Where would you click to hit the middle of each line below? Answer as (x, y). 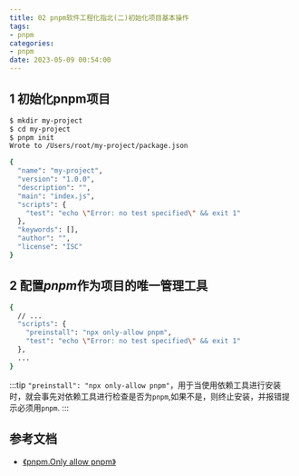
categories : (32, 43)
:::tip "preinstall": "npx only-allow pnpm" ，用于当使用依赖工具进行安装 (145, 385)
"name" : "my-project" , (60, 171)
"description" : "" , (54, 187)
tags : (19, 26)
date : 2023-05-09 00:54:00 (60, 60)
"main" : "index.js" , (56, 196)
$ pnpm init (32, 137)
